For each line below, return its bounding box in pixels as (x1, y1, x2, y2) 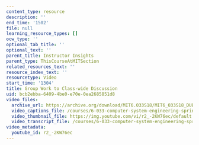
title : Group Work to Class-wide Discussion (6, 86, 118, 92)
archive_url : (11, 102, 44, 108)
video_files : (6, 96, 38, 102)
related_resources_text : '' (6, 63, 76, 70)
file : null (6, 25, 33, 31)
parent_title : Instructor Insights (6, 53, 94, 59)
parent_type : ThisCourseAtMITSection (6, 58, 99, 64)
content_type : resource (6, 8, 65, 15)
